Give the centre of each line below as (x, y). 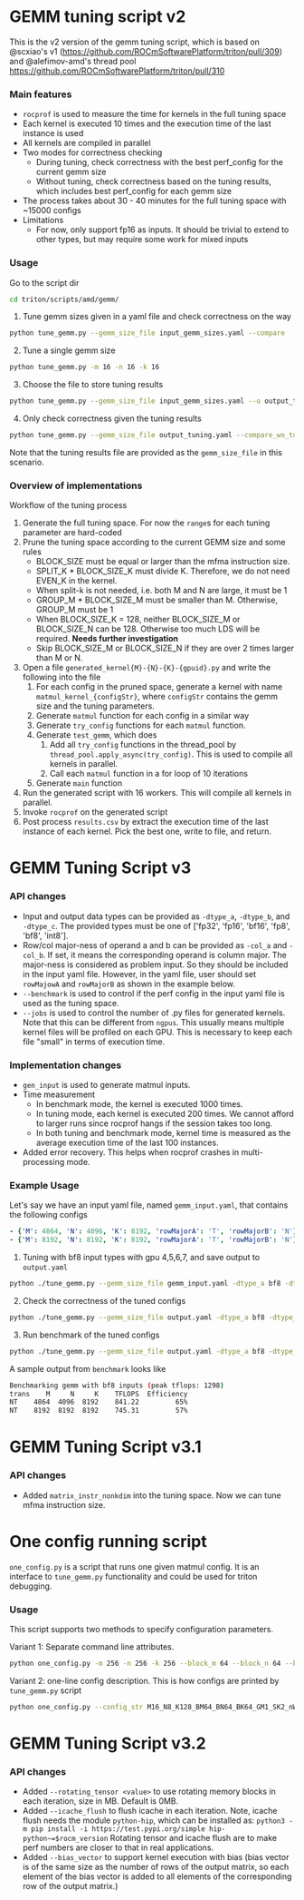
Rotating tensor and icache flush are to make (194, 1838)
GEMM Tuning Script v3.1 (105, 1447)
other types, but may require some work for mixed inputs (142, 240)
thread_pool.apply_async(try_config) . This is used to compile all (171, 754)
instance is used (53, 133)
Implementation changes (66, 1065)
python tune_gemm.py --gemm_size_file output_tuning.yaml (121, 436)
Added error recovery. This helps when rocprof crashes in (131, 1152)
